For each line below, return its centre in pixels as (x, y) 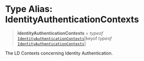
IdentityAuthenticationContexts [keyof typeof (65, 38)
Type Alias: (29, 9)
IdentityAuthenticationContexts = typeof (60, 33)
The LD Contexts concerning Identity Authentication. (59, 53)
